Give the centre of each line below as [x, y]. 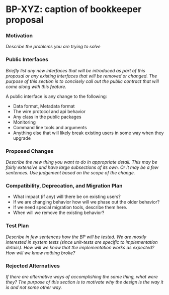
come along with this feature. [36, 86]
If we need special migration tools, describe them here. [70, 208]
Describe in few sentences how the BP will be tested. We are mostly [76, 237]
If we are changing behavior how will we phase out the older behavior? [86, 202]
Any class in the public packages [47, 117]
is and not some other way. [34, 287]
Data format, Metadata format [44, 106]
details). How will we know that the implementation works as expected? [80, 247]
